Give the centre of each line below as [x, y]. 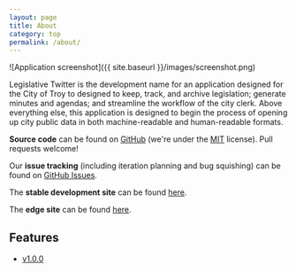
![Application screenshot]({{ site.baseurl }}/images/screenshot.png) [133, 67]
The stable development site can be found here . [98, 192]
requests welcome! [44, 149]
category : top [35, 34]
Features [34, 237]
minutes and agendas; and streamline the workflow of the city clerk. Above [146, 104]
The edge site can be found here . [70, 210]
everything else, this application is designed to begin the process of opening [148, 113]
